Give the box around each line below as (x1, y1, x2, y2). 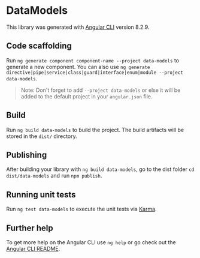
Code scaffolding (6, 41, 72, 51)
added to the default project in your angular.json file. (20, 92, 153, 100)
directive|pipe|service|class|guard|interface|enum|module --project (6, 70, 184, 76)
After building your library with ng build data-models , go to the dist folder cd (6, 166, 195, 173)
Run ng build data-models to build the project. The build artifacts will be (6, 126, 184, 133)
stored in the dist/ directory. (6, 133, 78, 140)
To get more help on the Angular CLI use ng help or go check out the (6, 239, 176, 246)
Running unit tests (6, 190, 76, 200)
